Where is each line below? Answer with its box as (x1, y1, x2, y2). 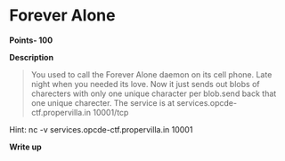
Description (9, 52, 54, 62)
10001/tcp (93, 107, 129, 117)
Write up (9, 141, 42, 152)
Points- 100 (9, 35, 53, 45)
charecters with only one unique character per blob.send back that (30, 88, 277, 99)
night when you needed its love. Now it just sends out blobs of (30, 78, 260, 89)
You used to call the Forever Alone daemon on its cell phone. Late (30, 68, 273, 80)
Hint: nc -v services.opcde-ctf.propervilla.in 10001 (9, 124, 193, 134)
